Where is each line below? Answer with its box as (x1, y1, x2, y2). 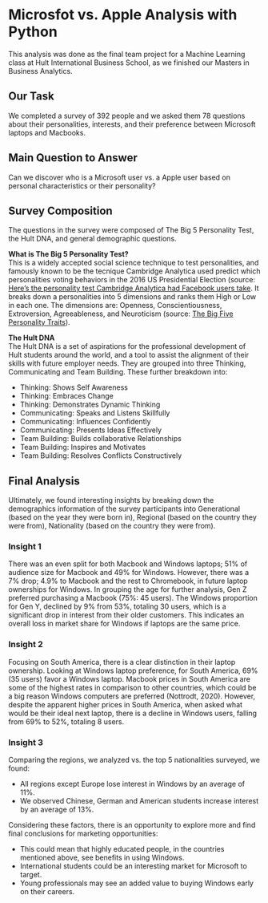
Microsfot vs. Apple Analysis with (8, 6, 238, 24)
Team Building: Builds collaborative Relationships (19, 434, 182, 443)
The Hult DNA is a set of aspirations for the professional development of (8, 342, 246, 351)
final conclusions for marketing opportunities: (8, 828, 158, 839)
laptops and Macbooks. (8, 128, 86, 137)
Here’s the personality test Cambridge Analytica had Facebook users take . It (8, 283, 259, 294)
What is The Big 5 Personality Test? (8, 249, 130, 259)
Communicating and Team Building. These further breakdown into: (8, 367, 228, 377)
